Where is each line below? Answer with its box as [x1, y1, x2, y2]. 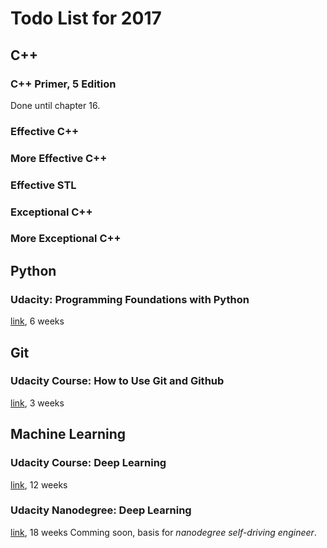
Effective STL [10, 178, 77, 192]
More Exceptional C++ [10, 232, 122, 246]
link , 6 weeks [10, 315, 65, 327]
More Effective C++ [10, 151, 108, 165]
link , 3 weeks [10, 397, 65, 409]
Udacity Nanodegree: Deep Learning [10, 503, 192, 517]
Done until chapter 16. [10, 99, 101, 111]
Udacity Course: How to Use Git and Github [10, 374, 225, 388]
